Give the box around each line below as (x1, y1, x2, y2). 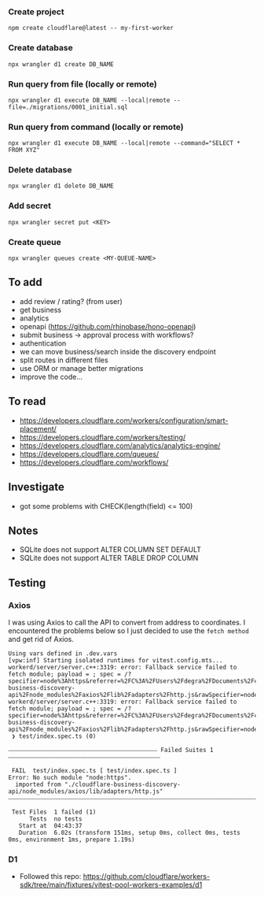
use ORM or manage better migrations (19, 363, 144, 373)
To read (8, 395, 46, 408)
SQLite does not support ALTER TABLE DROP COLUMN (19, 554, 199, 563)
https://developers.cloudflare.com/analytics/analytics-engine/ (19, 440, 221, 450)
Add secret (8, 200, 51, 211)
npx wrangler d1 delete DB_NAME (8, 182, 114, 191)
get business (19, 305, 61, 314)
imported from (15, 780, 61, 789)
